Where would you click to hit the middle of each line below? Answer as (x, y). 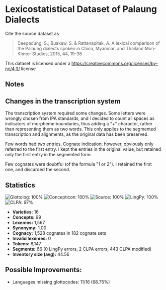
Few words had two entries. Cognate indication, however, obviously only (79, 144)
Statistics (20, 185)
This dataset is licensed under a (38, 63)
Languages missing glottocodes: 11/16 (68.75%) (61, 282)
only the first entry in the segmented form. (48, 155)
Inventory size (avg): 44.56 (41, 254)
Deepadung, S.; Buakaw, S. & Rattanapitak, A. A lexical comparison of (88, 43)
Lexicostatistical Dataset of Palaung (81, 9)
